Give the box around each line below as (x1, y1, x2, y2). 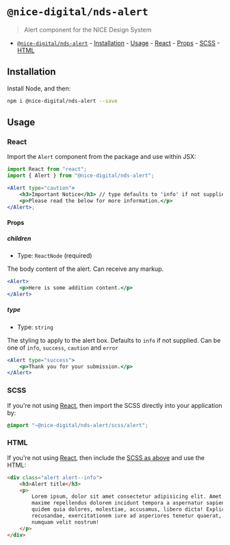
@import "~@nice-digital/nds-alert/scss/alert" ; (7, 422, 149, 428)
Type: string (16, 323, 53, 331)
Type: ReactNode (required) (16, 252, 92, 260)
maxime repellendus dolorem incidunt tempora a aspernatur (31, 500, 204, 507)
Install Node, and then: (7, 84, 71, 93)
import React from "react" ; (7, 166, 88, 173)
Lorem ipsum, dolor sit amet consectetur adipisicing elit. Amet (31, 493, 222, 500)
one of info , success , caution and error (7, 343, 118, 352)
